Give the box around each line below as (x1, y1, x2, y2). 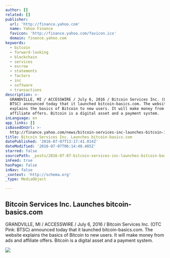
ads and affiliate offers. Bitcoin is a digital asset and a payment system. (5, 237, 153, 243)
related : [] (5, 12, 30, 17)
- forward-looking (10, 50, 49, 55)
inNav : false (5, 167, 33, 173)
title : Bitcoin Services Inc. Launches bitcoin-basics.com (5, 135, 133, 140)
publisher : (5, 17, 28, 22)
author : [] (5, 7, 28, 13)
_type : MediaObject (5, 177, 47, 182)
